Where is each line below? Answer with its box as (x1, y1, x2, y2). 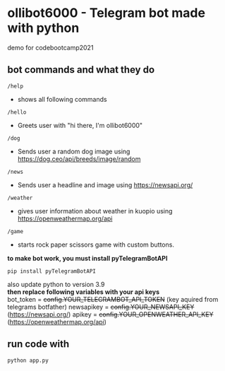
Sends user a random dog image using (17, 147, 130, 155)
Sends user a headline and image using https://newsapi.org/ (17, 180, 193, 189)
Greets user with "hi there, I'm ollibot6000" (17, 121, 143, 129)
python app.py (7, 357, 49, 364)
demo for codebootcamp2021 (7, 43, 94, 52)
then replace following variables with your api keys (7, 288, 160, 296)
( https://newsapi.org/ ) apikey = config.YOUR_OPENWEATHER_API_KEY (7, 310, 214, 319)
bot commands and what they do (7, 64, 155, 76)
